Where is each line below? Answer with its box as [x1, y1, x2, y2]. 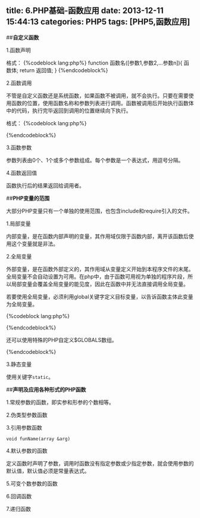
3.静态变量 [6, 360, 32, 368]
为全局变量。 [6, 300, 37, 307]
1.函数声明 [6, 47, 31, 54]
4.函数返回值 [6, 169, 37, 176]
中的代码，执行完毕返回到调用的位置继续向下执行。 [6, 107, 132, 114]
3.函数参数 [6, 144, 32, 151]
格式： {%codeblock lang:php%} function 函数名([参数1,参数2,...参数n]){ [6, 59, 183, 66]
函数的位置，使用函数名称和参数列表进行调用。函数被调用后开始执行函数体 [11, 99, 194, 106]
